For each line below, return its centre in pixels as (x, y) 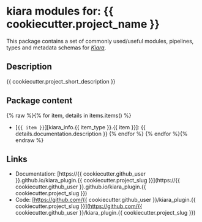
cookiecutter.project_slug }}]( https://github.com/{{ (79, 206)
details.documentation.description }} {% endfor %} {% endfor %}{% (101, 134)
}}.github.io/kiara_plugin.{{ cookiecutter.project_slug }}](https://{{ (98, 181)
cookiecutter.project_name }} (83, 24)
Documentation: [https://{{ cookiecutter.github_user (80, 174)
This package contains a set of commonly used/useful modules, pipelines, (100, 41)
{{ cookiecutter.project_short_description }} (61, 81)
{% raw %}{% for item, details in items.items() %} (69, 115)
